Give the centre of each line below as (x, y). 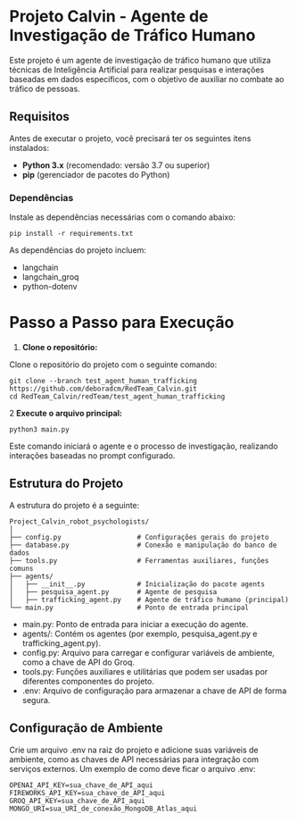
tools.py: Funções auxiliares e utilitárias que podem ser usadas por (145, 671)
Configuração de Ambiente (86, 729)
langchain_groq (50, 277)
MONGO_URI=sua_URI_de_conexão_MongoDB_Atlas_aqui (103, 809)
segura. (36, 700)
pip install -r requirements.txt (71, 234)
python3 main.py (39, 429)
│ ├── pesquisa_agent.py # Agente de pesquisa (113, 591)
